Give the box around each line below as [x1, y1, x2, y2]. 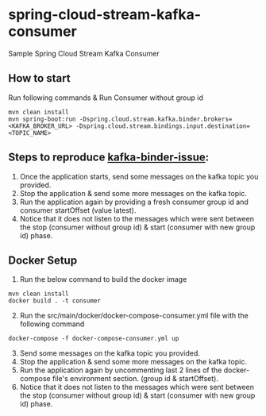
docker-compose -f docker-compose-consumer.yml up [8, 335, 179, 343]
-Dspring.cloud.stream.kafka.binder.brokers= [79, 115, 233, 123]
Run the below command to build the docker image [19, 275, 187, 284]
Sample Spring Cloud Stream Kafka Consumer [8, 48, 160, 58]
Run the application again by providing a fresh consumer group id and [19, 197, 249, 206]
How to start [8, 71, 71, 85]
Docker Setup [8, 253, 78, 267]
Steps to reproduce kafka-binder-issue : [8, 151, 210, 164]
